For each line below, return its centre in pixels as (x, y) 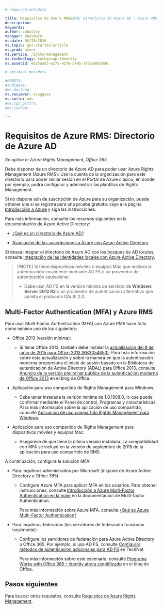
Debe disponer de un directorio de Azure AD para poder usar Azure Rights (79, 169)
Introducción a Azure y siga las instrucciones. (50, 209)
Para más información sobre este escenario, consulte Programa (83, 559)
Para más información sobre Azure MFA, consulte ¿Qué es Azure (84, 510)
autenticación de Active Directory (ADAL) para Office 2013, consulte (87, 368)
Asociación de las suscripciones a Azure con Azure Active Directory (80, 243)
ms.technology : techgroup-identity (41, 59)
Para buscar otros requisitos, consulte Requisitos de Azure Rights (70, 596)
